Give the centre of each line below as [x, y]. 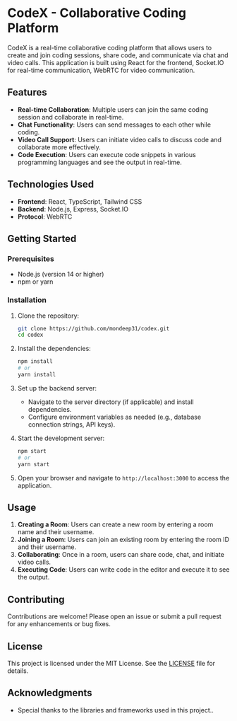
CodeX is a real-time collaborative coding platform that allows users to [110, 47]
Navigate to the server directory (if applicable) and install [111, 402]
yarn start [34, 464]
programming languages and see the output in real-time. [99, 162]
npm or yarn [35, 282]
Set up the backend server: [57, 388]
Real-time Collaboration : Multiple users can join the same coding [113, 109]
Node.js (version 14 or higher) [61, 275]
